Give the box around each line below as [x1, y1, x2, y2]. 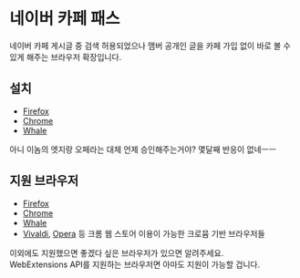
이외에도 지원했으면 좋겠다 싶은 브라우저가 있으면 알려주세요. [9, 247, 224, 258]
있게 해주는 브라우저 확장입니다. [9, 51, 122, 62]
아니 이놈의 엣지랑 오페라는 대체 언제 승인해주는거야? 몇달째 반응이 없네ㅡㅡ [9, 143, 276, 155]
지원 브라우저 [9, 173, 79, 189]
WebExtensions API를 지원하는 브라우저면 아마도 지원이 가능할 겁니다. [9, 259, 261, 270]
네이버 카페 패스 [9, 8, 120, 29]
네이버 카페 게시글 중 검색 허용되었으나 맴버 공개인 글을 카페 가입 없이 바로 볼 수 [9, 40, 292, 51]
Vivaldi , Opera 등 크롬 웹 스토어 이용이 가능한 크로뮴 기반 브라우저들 [22, 228, 266, 239]
